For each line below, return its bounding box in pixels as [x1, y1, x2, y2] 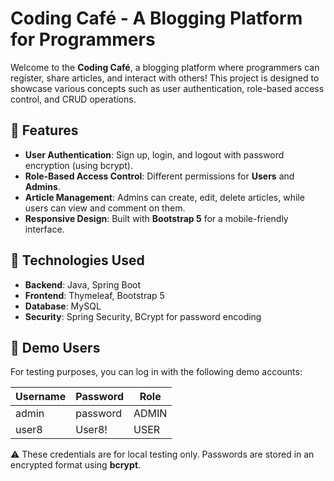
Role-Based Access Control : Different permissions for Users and [24, 170, 295, 182]
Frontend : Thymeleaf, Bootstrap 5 [24, 289, 165, 301]
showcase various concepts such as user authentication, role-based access [10, 82, 325, 94]
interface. [24, 223, 65, 235]
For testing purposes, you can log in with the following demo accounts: [10, 366, 303, 378]
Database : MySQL [24, 300, 102, 312]
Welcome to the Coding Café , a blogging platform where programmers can [10, 61, 320, 73]
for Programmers [10, 28, 156, 51]
